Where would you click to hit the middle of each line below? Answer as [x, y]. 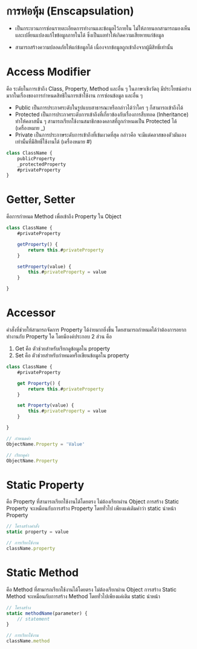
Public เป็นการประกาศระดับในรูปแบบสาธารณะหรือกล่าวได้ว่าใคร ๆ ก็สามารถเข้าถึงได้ [99, 108]
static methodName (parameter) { [47, 613]
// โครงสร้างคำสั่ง [23, 526]
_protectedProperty [42, 164]
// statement [34, 619]
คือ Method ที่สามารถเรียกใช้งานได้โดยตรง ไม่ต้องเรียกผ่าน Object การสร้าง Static [92, 589]
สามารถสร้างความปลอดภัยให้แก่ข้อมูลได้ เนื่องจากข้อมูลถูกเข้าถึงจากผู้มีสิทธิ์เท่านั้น [94, 47]
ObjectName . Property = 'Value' [46, 444]
